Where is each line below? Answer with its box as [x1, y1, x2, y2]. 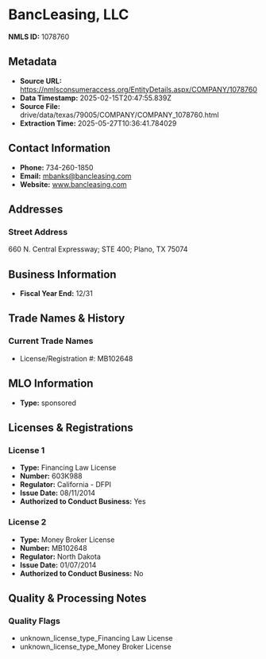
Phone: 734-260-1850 [19, 162, 94, 172]
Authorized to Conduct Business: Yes [19, 497, 146, 506]
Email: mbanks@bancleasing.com [19, 171, 132, 181]
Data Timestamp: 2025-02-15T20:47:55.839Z [19, 93, 172, 103]
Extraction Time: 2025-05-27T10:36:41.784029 [19, 118, 177, 128]
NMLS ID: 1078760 [8, 32, 70, 41]
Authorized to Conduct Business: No [19, 568, 144, 578]
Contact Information [8, 142, 111, 155]
